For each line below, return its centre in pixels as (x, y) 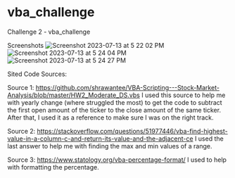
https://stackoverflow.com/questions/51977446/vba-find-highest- (132, 131)
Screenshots (26, 45)
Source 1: (21, 87)
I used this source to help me (184, 95)
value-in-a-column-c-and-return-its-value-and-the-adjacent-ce (100, 139)
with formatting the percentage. (53, 167)
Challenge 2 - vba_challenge (49, 32)
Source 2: (21, 131)
